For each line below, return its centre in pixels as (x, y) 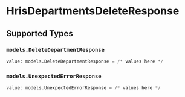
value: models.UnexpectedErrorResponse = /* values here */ (84, 88)
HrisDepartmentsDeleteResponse (93, 11)
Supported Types (40, 33)
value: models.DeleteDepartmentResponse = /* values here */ (85, 61)
